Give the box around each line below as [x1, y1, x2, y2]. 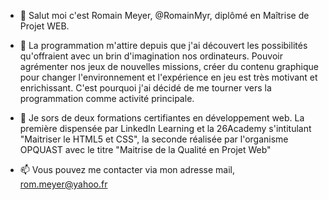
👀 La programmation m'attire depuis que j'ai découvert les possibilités [19, 40, 308, 51]
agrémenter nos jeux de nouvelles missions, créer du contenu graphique [19, 61, 319, 72]
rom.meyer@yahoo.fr [19, 178, 108, 190]
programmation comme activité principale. [19, 93, 195, 104]
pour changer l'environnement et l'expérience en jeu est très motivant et [19, 71, 318, 83]
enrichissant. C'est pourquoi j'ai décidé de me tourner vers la [19, 82, 272, 94]
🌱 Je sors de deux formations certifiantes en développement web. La [19, 112, 305, 124]
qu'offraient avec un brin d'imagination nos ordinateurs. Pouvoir [19, 50, 283, 62]
